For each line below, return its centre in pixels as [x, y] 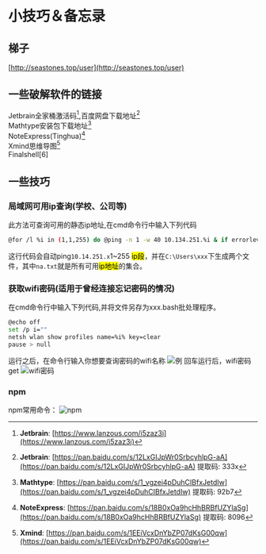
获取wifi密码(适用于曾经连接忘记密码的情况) [92, 288]
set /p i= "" [28, 330]
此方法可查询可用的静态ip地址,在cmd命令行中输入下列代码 [103, 225]
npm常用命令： [33, 410]
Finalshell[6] [28, 155]
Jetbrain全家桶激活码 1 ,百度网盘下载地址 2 [74, 114]
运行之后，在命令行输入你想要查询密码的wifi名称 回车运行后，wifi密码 [130, 360]
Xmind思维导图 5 [34, 145]
